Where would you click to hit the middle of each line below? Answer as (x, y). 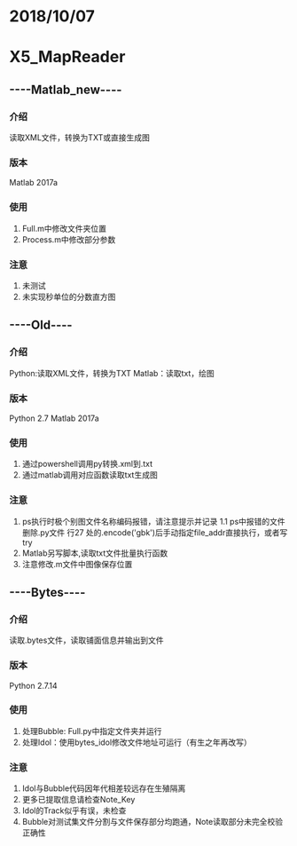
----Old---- (41, 325)
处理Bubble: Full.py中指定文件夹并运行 (92, 731)
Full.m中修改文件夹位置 (64, 228)
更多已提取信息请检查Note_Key (78, 800)
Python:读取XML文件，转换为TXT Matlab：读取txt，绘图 (112, 373)
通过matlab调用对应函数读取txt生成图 (90, 475)
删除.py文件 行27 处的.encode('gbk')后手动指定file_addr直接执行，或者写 (155, 532)
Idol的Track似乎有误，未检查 (74, 810)
